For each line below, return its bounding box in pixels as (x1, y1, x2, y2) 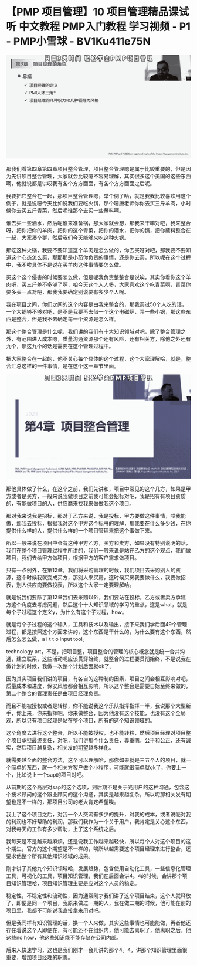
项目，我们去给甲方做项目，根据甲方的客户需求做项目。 (6, 554, 140, 561)
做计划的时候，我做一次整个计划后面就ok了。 (6, 662, 116, 669)
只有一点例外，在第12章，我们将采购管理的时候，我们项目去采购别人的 (6, 567, 176, 574)
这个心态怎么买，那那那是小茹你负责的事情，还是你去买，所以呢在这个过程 (11, 254, 191, 261)
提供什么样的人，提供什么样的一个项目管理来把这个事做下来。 (6, 527, 155, 534)
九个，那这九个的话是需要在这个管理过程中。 (6, 343, 114, 350)
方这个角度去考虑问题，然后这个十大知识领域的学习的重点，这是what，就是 (6, 601, 188, 608)
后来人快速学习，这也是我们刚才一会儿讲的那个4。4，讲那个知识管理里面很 (6, 946, 188, 953)
